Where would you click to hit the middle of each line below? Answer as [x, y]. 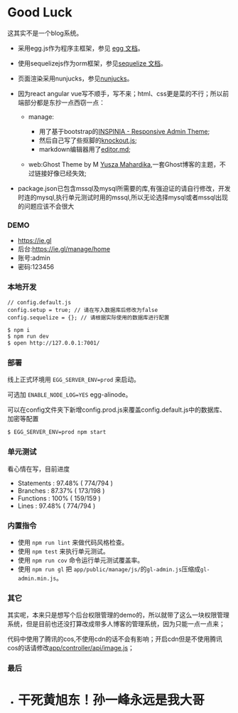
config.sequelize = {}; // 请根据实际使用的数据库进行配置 [88, 318]
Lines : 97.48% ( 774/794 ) [56, 506]
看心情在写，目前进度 [38, 469]
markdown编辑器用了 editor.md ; [85, 149]
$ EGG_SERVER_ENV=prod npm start [57, 432]
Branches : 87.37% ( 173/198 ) [61, 490]
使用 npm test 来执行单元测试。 [63, 551]
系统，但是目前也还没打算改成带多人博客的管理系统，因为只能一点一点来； [116, 624]
